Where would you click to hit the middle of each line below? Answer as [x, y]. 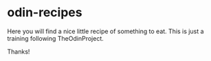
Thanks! [19, 52]
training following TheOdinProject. [56, 38]
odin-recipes [45, 13]
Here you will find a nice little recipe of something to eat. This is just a [105, 31]
